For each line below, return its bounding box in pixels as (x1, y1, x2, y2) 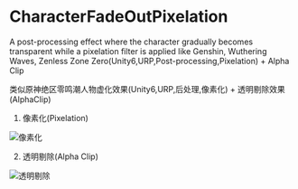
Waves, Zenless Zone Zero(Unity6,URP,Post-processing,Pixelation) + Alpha (9, 55, 290, 66)
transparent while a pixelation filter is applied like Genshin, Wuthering (9, 45, 267, 56)
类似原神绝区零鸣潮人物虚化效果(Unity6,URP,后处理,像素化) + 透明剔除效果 (9, 83, 286, 94)
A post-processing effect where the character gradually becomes (9, 36, 254, 47)
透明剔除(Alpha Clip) (22, 151, 99, 162)
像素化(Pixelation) (22, 112, 88, 123)
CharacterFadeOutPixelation (9, 6, 228, 27)
